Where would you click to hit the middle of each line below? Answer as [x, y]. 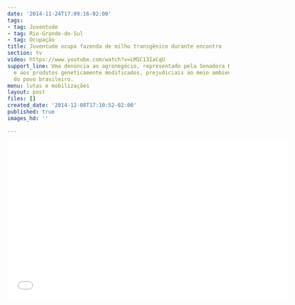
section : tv [25, 53]
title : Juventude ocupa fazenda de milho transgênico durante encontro [114, 46]
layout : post [26, 92]
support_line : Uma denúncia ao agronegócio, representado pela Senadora [116, 66]
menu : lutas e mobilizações [49, 86]
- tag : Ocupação [31, 40]
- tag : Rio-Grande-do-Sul [45, 33]
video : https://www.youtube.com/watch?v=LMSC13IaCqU [86, 60]
